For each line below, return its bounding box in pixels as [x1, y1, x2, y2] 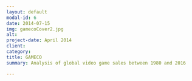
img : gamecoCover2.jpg [6, 26, 64, 32]
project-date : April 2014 [6, 37, 72, 43]
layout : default [6, 9, 47, 15]
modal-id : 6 [6, 15, 36, 21]
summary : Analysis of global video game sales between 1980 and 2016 [6, 60, 187, 66]
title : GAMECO [6, 54, 43, 60]
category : [6, 49, 32, 55]
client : [6, 43, 26, 49]
